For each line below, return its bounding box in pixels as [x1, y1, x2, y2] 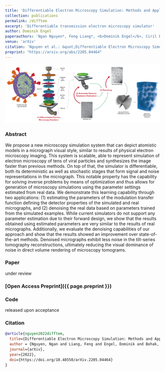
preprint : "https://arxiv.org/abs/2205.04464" [5, 49, 102, 54]
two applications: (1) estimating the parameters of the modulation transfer [5, 194, 154, 200]
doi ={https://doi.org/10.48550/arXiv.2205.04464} [9, 357, 113, 362]
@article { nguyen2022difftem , [5, 331, 65, 336]
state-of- [139, 231, 157, 237]
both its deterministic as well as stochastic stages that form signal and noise [5, 168, 160, 174]
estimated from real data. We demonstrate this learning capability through [5, 189, 155, 195]
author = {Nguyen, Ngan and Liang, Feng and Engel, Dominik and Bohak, [9, 342, 160, 347]
